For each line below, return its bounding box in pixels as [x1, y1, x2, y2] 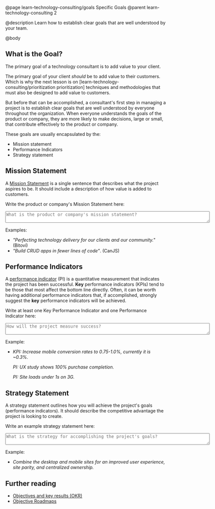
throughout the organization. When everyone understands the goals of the [5, 110, 162, 117]
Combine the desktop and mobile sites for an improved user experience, [12, 459, 165, 465]
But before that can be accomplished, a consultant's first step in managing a [5, 99, 166, 105]
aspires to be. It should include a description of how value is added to [5, 186, 152, 192]
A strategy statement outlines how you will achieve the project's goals [5, 402, 153, 408]
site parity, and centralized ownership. [12, 465, 94, 471]
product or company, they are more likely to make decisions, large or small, [5, 115, 163, 122]
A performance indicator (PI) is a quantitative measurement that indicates [5, 276, 160, 282]
